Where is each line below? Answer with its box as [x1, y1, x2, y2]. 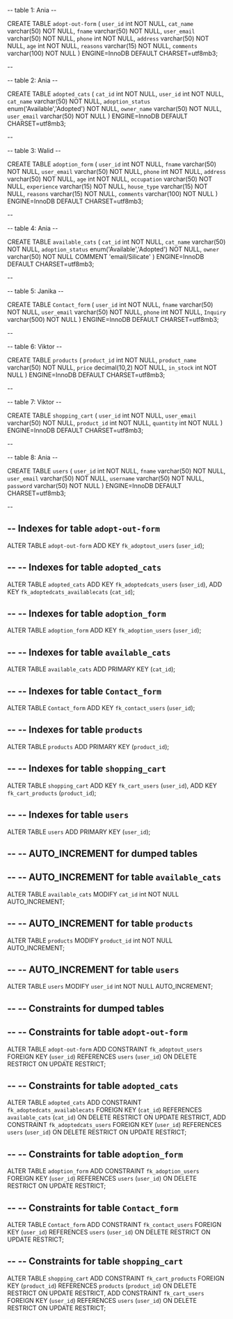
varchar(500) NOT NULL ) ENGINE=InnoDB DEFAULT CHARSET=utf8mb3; [7, 316, 219, 323]
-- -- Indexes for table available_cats [7, 646, 171, 658]
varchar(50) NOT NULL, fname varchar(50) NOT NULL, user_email [7, 27, 195, 35]
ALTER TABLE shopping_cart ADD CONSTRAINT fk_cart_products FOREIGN [7, 1274, 225, 1282]
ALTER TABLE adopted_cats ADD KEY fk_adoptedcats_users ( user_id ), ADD [7, 580, 223, 589]
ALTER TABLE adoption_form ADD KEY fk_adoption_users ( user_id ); [7, 626, 202, 635]
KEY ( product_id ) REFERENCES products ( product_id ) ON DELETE [7, 1281, 197, 1290]
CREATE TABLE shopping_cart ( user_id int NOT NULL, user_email [7, 411, 197, 420]
